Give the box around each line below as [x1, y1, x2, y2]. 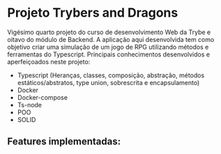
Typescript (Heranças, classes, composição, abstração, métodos [17, 71, 205, 79]
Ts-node [17, 100, 43, 109]
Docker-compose [17, 93, 68, 102]
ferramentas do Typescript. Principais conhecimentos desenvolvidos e [7, 50, 211, 59]
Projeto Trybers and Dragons [7, 5, 178, 21]
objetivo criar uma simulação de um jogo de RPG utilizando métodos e [7, 43, 209, 51]
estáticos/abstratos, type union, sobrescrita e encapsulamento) [17, 78, 200, 86]
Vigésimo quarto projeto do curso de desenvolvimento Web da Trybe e [7, 28, 211, 36]
